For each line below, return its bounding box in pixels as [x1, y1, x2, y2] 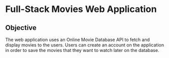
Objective [5, 23, 37, 32]
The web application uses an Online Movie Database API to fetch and [5, 36, 150, 42]
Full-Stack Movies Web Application [5, 3, 157, 15]
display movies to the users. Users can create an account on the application [5, 42, 164, 48]
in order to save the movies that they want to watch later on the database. [5, 47, 159, 53]
